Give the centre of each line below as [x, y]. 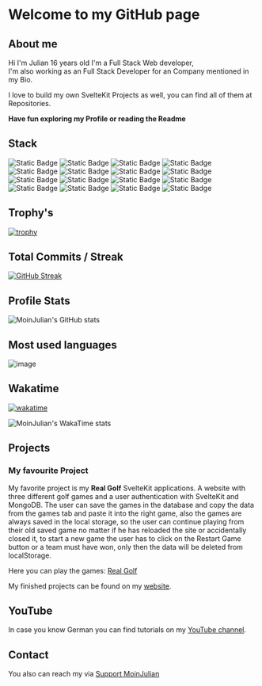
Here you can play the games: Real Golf [73, 570]
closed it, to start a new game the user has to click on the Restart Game [125, 538]
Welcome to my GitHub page [104, 15]
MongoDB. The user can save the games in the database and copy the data [131, 505]
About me [33, 44]
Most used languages [63, 345]
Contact [28, 655]
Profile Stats [39, 301]
